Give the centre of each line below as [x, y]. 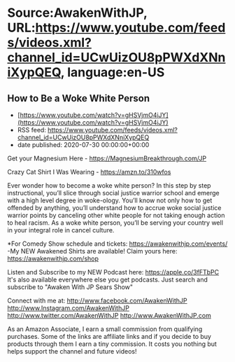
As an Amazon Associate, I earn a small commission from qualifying [105, 329]
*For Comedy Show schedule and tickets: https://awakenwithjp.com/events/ [117, 244]
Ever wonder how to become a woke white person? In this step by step [109, 186]
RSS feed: [32, 130]
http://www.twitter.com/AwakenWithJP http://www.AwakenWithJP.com [109, 315]
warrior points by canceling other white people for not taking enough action [116, 215]
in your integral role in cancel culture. [61, 230]
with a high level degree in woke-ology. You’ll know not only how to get [110, 200]
